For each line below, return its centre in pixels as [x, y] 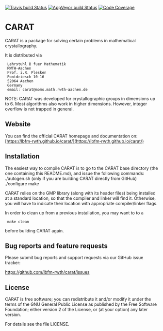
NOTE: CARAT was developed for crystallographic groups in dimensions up [80, 98]
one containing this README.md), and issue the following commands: [75, 173]
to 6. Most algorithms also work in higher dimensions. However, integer [76, 104]
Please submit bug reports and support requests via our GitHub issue [74, 258]
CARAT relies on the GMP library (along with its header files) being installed [81, 193]
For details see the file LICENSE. [37, 324]
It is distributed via [24, 55]
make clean [18, 222]
